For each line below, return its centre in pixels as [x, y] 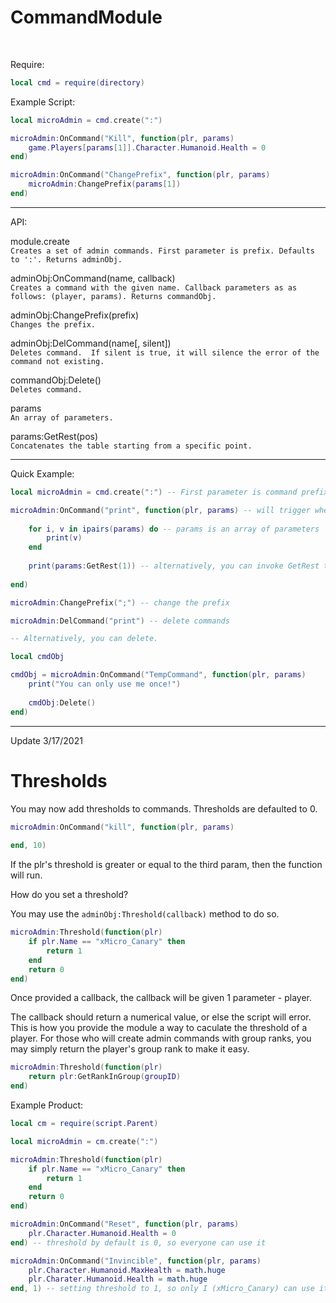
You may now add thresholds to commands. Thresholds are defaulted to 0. [164, 808]
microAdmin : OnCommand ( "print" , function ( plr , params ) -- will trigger [160, 510]
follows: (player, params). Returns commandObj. [113, 296]
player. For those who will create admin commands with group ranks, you [161, 1038]
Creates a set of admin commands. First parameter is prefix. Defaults [162, 251]
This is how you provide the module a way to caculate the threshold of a [159, 1028]
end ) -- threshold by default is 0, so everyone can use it [138, 1242]
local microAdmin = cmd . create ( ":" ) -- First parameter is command [154, 492]
